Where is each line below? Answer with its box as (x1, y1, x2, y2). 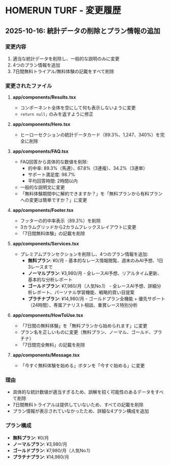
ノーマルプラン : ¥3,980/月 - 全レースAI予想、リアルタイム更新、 (27, 270, 162, 277)
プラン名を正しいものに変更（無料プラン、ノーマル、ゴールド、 (20, 329, 154, 335)
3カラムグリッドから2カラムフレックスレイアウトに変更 (20, 224, 137, 230)
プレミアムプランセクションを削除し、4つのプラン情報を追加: (20, 251, 149, 257)
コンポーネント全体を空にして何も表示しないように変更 (20, 105, 136, 111)
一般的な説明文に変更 (20, 184, 65, 190)
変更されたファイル (5, 82, 52, 89)
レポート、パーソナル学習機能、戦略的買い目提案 (32, 289, 135, 295)
